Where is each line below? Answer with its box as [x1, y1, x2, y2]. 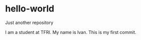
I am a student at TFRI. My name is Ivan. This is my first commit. [5, 29, 137, 35]
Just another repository [5, 19, 54, 25]
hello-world [5, 3, 55, 14]
